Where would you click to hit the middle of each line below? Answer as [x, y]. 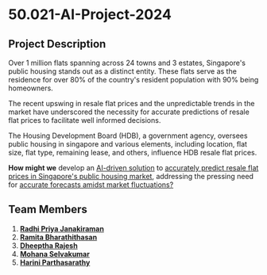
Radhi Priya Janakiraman [62, 228]
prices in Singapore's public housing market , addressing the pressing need [131, 176]
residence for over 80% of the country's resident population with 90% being [133, 80]
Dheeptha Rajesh [48, 245]
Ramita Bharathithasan [58, 237]
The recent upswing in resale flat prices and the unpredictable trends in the [132, 103]
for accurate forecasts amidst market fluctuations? [91, 185]
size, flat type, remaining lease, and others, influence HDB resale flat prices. [133, 153]
